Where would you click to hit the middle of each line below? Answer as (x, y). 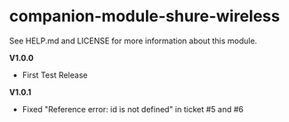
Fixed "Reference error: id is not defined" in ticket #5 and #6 (133, 109)
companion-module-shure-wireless (144, 16)
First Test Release (55, 75)
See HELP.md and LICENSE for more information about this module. (133, 41)
